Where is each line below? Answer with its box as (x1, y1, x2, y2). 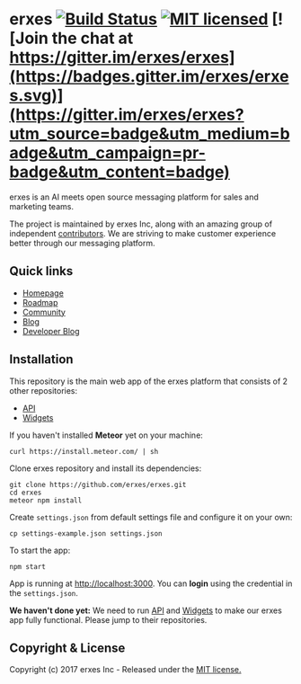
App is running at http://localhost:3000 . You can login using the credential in (9, 578, 293, 589)
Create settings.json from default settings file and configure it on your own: (9, 511, 293, 522)
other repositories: (9, 385, 78, 395)
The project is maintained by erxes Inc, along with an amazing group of (9, 218, 272, 229)
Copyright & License (9, 640, 126, 655)
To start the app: (9, 545, 71, 555)
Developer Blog (22, 325, 80, 336)
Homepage (22, 288, 65, 298)
